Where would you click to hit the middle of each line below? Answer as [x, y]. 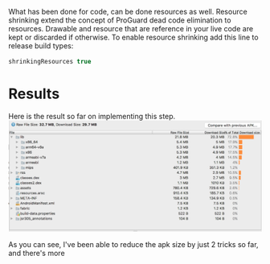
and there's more [37, 253]
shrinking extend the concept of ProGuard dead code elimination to [120, 20]
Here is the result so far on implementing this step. [92, 116]
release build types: [41, 46]
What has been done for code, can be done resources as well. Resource [128, 12]
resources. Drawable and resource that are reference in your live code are [131, 29]
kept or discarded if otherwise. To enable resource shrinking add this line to [133, 37]
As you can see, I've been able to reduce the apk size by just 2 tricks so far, [133, 244]
